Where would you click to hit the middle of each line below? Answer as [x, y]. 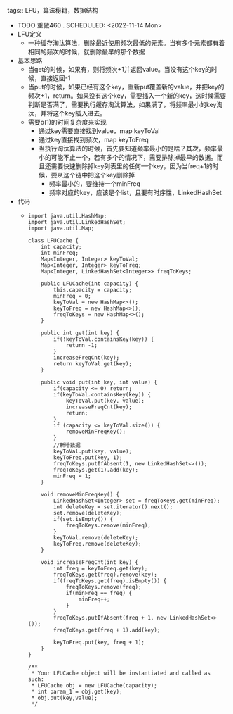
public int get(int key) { [80, 333]
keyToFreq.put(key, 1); [88, 458]
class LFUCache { [53, 241]
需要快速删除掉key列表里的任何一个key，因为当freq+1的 [132, 166]
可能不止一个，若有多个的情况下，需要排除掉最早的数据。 [134, 157]
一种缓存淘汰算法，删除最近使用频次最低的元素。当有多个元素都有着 [126, 43]
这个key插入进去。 [79, 113]
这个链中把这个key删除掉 [99, 175]
